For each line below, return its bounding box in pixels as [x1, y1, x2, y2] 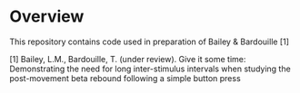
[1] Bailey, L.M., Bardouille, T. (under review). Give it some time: [9, 53, 246, 64]
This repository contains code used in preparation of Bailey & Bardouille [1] [9, 36, 289, 47]
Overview [9, 6, 85, 27]
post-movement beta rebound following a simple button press [9, 72, 241, 83]
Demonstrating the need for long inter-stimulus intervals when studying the [9, 63, 291, 74]
